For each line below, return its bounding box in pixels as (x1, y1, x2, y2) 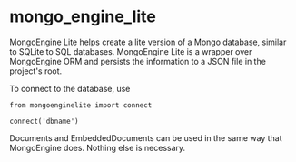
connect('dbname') (9, 116, 79, 126)
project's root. (9, 66, 63, 76)
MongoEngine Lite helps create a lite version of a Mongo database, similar (9, 36, 287, 47)
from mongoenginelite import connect (9, 100, 153, 110)
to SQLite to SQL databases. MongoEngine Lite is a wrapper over (9, 46, 252, 56)
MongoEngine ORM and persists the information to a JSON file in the (9, 56, 266, 66)
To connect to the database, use (9, 83, 131, 94)
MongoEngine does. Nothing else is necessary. (9, 142, 186, 153)
